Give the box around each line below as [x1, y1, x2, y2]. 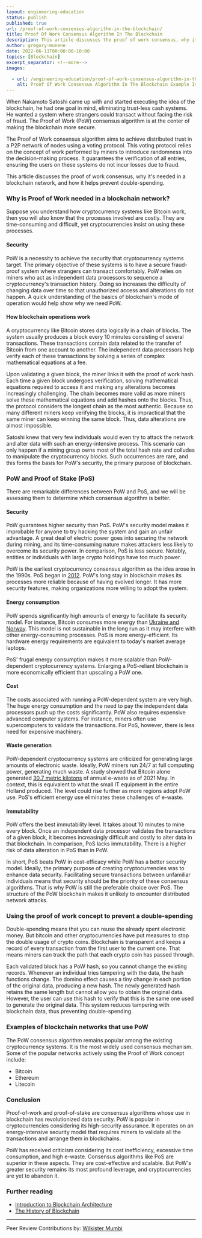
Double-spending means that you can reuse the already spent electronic [6, 925, 186, 933]
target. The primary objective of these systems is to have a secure [6, 261, 171, 268]
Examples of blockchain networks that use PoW [6, 1023, 148, 1031]
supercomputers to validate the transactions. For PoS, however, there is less [6, 721, 195, 728]
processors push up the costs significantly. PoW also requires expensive [6, 708, 186, 716]
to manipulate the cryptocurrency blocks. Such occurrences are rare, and [6, 452, 188, 460]
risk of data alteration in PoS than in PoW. [6, 847, 109, 854]
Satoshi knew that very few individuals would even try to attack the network [6, 433, 194, 441]
